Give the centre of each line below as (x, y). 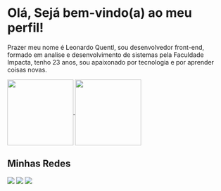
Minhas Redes (39, 164)
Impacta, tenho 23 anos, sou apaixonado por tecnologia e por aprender (111, 62)
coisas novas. (27, 70)
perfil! (26, 28)
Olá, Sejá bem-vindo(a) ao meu (100, 13)
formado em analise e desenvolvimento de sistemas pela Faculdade (106, 55)
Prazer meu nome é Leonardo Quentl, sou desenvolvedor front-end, (106, 47)
